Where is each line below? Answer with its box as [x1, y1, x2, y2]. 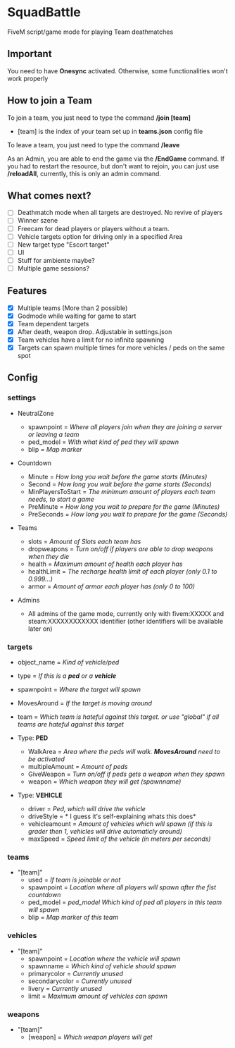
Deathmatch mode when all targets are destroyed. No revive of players [17, 209, 223, 217]
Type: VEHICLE [17, 791, 63, 800]
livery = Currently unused [27, 984, 102, 992]
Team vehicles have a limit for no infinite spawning [17, 335, 165, 344]
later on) [27, 624, 53, 633]
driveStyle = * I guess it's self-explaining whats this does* [27, 812, 196, 821]
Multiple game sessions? [17, 264, 90, 272]
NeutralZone [17, 409, 54, 417]
